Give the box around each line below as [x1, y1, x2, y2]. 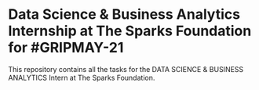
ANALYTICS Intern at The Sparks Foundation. [8, 73, 155, 82]
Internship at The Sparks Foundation [8, 22, 252, 40]
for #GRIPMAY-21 [8, 39, 124, 56]
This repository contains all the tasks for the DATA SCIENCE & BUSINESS [8, 64, 244, 74]
